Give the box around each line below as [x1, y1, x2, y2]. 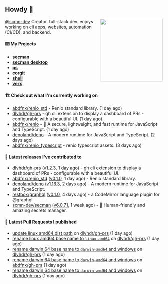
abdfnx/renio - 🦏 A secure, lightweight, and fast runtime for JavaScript [12, 121, 157, 127]
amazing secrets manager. [12, 207, 67, 213]
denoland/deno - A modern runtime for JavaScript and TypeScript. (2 [12, 132, 155, 138]
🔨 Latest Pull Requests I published [5, 219, 77, 225]
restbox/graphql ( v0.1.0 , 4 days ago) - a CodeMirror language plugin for [12, 191, 160, 198]
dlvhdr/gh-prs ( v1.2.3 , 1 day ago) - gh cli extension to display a [12, 165, 141, 171]
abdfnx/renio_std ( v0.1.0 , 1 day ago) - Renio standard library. [12, 176, 136, 182]
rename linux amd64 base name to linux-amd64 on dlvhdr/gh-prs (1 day [12, 235, 160, 241]
